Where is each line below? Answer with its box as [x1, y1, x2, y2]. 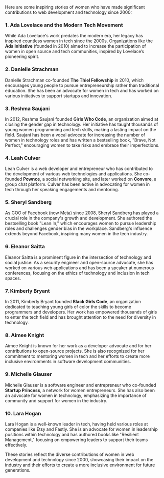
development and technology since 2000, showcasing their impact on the [5, 456, 154, 462]
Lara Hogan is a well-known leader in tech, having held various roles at [5, 421, 148, 427]
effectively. [5, 442, 28, 448]
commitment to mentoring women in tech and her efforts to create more [5, 353, 150, 359]
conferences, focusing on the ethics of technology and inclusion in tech [5, 270, 150, 276]
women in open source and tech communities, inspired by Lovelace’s [5, 49, 144, 55]
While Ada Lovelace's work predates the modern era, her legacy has [5, 33, 143, 39]
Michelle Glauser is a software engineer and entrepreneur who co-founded [5, 382, 157, 388]
